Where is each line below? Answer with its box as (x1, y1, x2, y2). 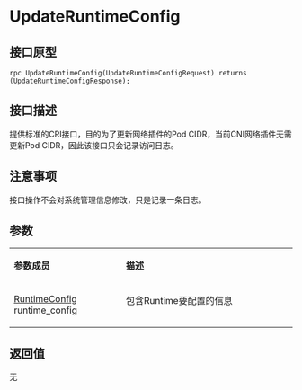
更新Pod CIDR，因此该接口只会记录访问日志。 (9, 139, 179, 150)
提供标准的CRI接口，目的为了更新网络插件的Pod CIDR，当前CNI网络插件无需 (9, 129, 292, 139)
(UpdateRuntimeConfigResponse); (9, 76, 130, 85)
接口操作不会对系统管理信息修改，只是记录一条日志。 (9, 194, 207, 205)
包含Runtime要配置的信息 (125, 295, 233, 307)
